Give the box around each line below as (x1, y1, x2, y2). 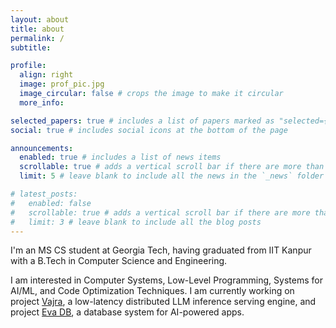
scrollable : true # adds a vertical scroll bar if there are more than (19, 162, 325, 172)
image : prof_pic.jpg (19, 79, 105, 90)
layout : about (10, 14, 70, 25)
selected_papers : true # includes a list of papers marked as (10, 116, 275, 126)
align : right (19, 70, 74, 80)
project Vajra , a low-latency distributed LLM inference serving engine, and (10, 296, 317, 308)
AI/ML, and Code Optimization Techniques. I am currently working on (10, 285, 295, 297)
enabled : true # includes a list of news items (19, 152, 222, 163)
